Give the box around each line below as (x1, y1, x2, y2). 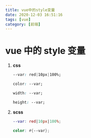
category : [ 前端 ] (5, 21, 41, 27)
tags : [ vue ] (5, 17, 31, 22)
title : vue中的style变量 (5, 7, 55, 13)
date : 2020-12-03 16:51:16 (5, 12, 63, 17)
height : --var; (12, 100, 45, 105)
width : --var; (12, 90, 43, 96)
